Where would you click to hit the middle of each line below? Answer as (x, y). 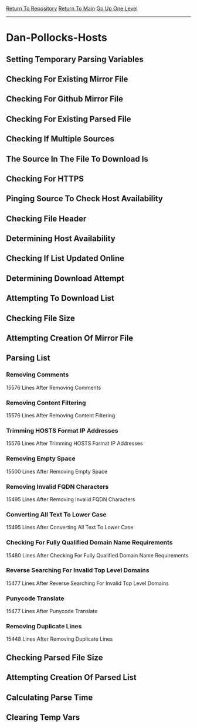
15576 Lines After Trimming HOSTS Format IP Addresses (74, 443)
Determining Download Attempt (65, 278)
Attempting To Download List (60, 298)
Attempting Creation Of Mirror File (70, 339)
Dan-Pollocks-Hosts (57, 38)
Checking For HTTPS (45, 178)
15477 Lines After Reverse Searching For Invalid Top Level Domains (87, 583)
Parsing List (28, 358)
